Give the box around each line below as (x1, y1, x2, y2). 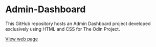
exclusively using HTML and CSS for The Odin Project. (5, 26, 120, 32)
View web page (5, 36, 38, 42)
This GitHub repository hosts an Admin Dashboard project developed (5, 20, 151, 27)
